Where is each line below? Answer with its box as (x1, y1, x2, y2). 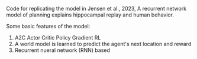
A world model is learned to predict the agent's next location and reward (14, 41, 192, 47)
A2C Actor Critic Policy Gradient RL (14, 34, 101, 41)
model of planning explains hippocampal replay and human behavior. (6, 11, 175, 18)
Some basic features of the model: (6, 23, 91, 29)
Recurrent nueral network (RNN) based (14, 47, 111, 54)
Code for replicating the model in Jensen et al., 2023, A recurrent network (6, 5, 187, 12)
